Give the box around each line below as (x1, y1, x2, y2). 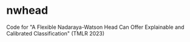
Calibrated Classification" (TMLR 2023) (6, 29, 105, 37)
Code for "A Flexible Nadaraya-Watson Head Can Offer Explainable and (6, 23, 185, 31)
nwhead (6, 4, 49, 17)
